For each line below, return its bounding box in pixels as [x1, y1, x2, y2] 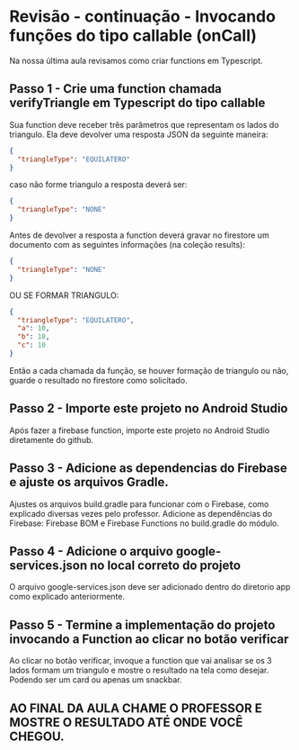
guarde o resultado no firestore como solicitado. [9, 375, 188, 385]
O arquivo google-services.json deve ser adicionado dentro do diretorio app [9, 582, 291, 592]
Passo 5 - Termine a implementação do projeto [9, 617, 276, 632]
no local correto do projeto [89, 557, 242, 573]
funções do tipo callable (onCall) [9, 25, 258, 46]
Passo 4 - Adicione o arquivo [9, 543, 173, 559]
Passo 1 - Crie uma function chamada [9, 81, 223, 96]
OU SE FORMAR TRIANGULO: [9, 290, 119, 301]
